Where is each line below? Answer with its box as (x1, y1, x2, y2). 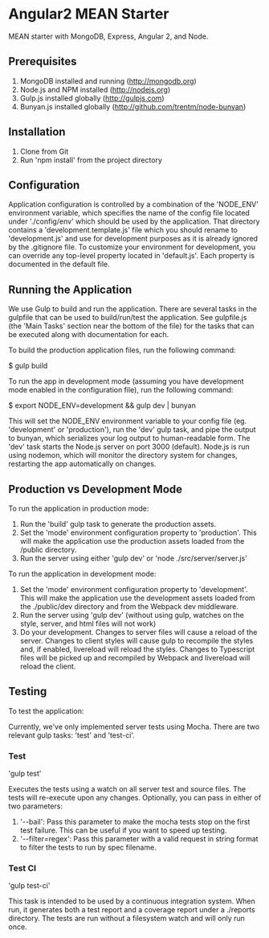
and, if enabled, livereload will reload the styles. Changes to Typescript (19, 644, 255, 654)
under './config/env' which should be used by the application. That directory (8, 216, 260, 226)
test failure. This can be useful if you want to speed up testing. (19, 825, 227, 835)
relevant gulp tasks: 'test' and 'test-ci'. (8, 730, 135, 740)
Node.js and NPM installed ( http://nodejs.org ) (19, 84, 171, 94)
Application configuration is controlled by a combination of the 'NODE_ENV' (8, 200, 259, 209)
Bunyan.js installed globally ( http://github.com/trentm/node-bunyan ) (19, 101, 247, 111)
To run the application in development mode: (8, 569, 157, 578)
